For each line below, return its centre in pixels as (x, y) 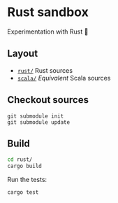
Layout (23, 54)
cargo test (23, 192)
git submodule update (39, 122)
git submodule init (36, 116)
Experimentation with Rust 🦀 (48, 31)
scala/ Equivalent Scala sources (64, 78)
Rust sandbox (48, 12)
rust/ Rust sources (45, 70)
